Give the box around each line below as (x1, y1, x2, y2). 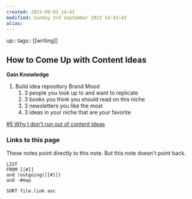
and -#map (6, 178, 32, 184)
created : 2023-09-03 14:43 (6, 9, 75, 15)
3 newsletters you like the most (24, 102, 103, 110)
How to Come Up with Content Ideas (6, 54, 147, 65)
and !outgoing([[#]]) (6, 172, 62, 178)
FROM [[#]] (6, 167, 34, 173)
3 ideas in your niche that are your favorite (24, 109, 131, 116)
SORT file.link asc (6, 188, 56, 194)
